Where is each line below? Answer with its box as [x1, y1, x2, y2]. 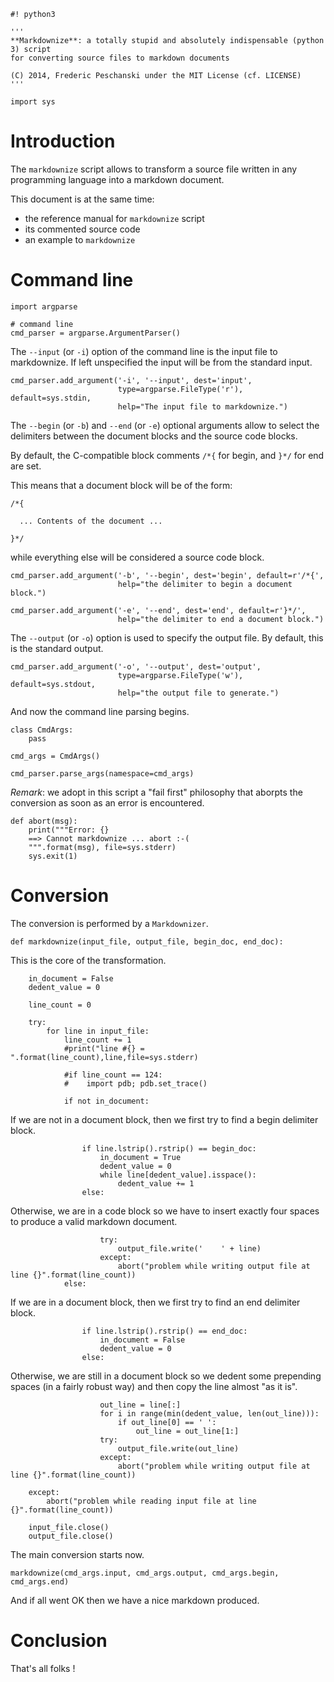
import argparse [10, 301, 78, 312]
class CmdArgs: [10, 725, 74, 735]
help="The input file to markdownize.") [117, 401, 288, 412]
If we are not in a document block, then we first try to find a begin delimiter [10, 1113, 319, 1125]
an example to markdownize [24, 233, 136, 245]
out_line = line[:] [99, 1400, 182, 1410]
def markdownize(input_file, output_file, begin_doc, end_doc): [10, 936, 284, 947]
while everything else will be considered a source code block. [10, 551, 265, 563]
